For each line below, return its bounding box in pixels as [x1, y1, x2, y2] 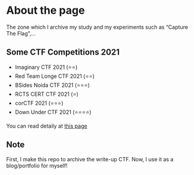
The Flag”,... [6, 29, 36, 37]
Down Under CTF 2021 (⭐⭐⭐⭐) [14, 108, 92, 116]
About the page [6, 4, 85, 17]
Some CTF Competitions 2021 [6, 47, 120, 58]
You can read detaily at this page [6, 122, 88, 129]
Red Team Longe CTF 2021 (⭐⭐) [14, 73, 95, 80]
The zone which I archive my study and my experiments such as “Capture [6, 23, 189, 31]
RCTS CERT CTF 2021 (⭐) [14, 90, 79, 98]
